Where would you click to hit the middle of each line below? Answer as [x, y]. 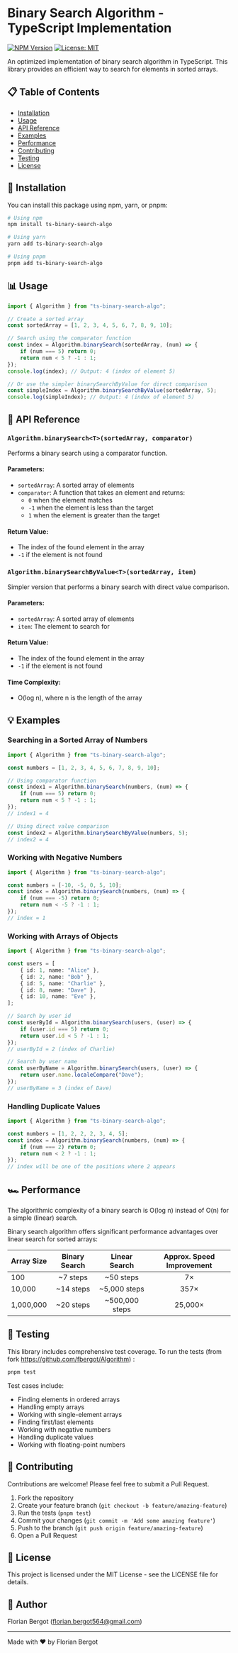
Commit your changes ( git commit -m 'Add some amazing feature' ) [117, 1520]
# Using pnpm [27, 257]
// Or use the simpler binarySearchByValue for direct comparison [107, 384]
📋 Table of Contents [54, 93]
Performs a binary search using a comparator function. [87, 453]
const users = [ [31, 964]
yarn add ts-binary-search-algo [55, 244]
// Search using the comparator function [69, 338]
